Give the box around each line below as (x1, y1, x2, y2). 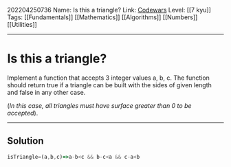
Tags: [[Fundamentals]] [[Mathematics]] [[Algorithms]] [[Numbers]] (7, 13, 198, 21)
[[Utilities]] (7, 21, 38, 28)
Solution (7, 135, 44, 147)
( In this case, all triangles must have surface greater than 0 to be (7, 101, 192, 109)
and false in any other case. (7, 88, 86, 96)
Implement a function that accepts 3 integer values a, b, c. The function (7, 74, 210, 82)
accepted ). (7, 109, 38, 117)
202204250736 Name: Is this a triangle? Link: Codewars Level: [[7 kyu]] (7, 6, 212, 14)
